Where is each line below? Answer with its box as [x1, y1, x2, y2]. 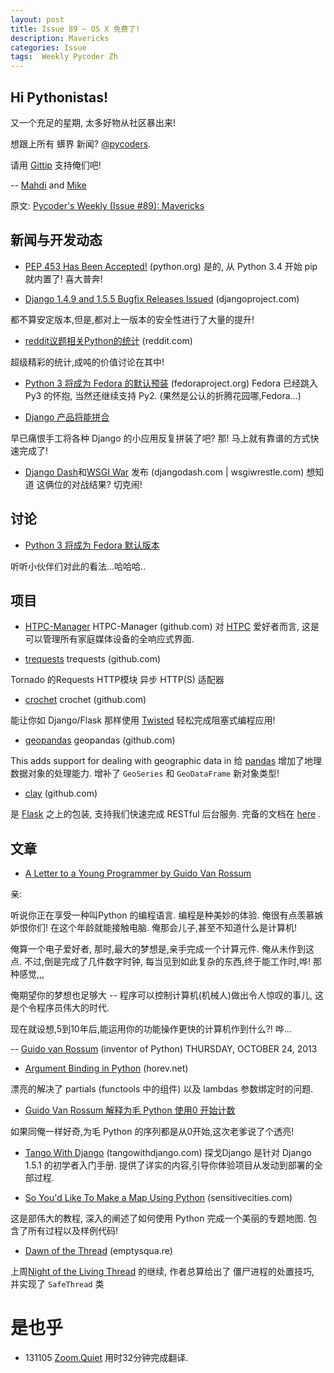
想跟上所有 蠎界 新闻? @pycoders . [10, 137, 152, 150]
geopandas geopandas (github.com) [24, 734, 176, 746]
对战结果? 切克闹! [71, 478, 143, 490]
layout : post [10, 14, 65, 25]
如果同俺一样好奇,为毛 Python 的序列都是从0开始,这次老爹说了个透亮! [10, 1126, 295, 1138]
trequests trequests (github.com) [24, 653, 162, 665]
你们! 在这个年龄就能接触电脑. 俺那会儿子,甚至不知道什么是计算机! [27, 922, 297, 934]
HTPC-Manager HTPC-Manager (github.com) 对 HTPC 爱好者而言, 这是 [24, 621, 320, 633]
